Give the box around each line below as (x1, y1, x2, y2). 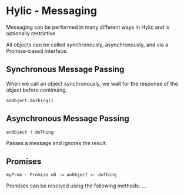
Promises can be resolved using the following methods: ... (6, 182, 146, 189)
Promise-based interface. (6, 47, 68, 54)
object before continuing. (6, 86, 68, 93)
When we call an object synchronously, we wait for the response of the (6, 80, 178, 87)
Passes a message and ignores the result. (6, 139, 108, 146)
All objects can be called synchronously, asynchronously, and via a (6, 41, 169, 48)
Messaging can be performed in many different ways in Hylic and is (6, 23, 170, 31)
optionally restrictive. (6, 29, 57, 36)
